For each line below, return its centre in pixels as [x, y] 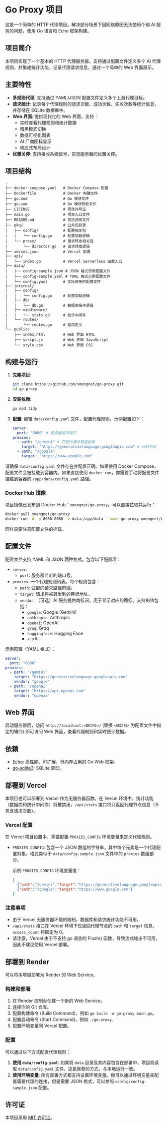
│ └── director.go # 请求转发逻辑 [47, 247]
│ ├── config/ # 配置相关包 [45, 231]
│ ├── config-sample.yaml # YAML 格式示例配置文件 [58, 277]
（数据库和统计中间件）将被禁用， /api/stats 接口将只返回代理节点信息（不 [82, 805]
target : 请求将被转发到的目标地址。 [56, 594]
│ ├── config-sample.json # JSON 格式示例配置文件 [58, 271]
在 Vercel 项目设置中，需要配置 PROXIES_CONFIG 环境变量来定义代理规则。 [80, 837]
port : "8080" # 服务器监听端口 [47, 433]
